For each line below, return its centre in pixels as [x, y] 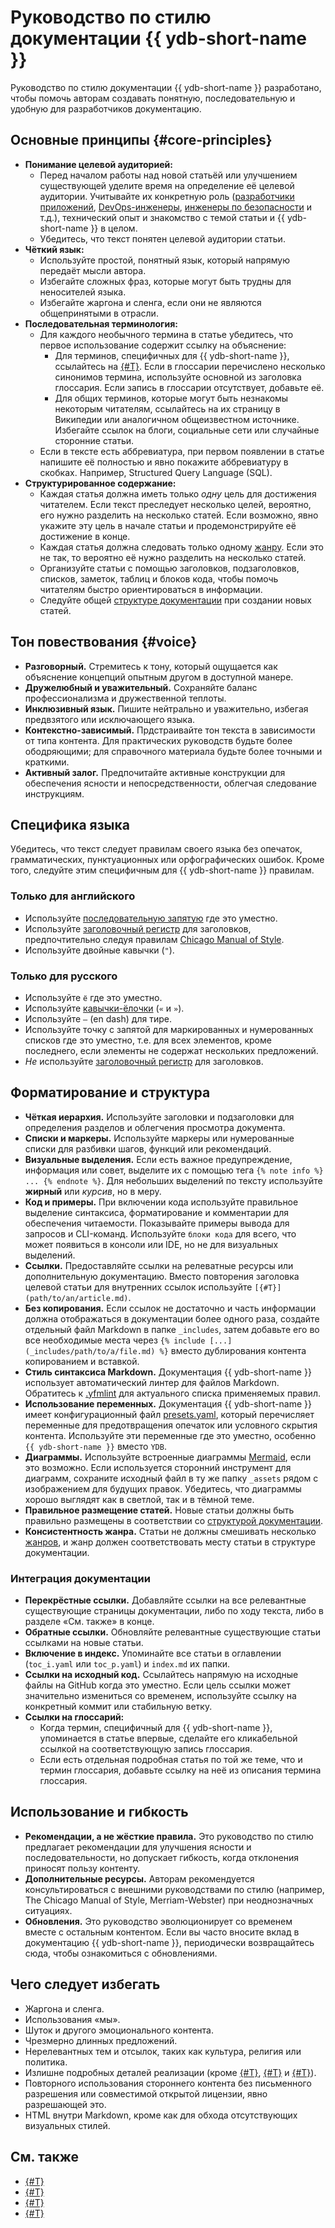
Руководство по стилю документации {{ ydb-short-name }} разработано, [166, 87]
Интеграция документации [80, 1578]
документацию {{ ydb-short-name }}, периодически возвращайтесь [169, 1942]
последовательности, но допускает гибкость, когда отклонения [162, 1857]
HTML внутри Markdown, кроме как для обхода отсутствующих [161, 2115]
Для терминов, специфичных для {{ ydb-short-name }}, [172, 355]
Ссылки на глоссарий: [74, 1717]
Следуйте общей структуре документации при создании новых [175, 600]
